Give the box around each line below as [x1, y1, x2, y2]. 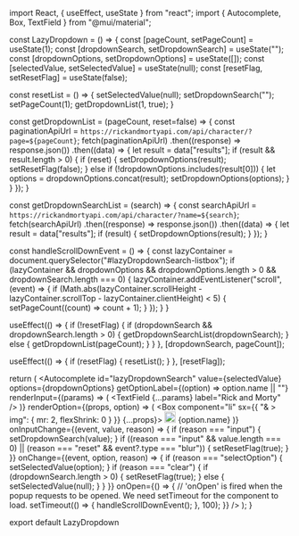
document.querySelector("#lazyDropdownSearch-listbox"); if [9, 255, 235, 266]
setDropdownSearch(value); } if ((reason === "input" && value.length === [9, 433, 281, 444]
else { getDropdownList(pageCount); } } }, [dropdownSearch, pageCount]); [9, 339, 286, 349]
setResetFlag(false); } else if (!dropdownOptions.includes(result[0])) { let [9, 164, 277, 174]
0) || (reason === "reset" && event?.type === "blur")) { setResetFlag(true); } [9, 443, 289, 453]
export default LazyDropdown [9, 517, 120, 527]
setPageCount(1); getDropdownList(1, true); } [9, 99, 174, 110]
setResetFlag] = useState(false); [9, 72, 128, 83]
